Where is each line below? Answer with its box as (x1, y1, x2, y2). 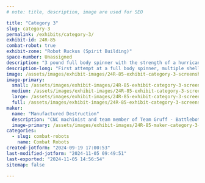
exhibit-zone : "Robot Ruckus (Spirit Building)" (6, 48, 132, 55)
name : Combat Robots (17, 139, 70, 145)
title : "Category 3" (6, 20, 59, 26)
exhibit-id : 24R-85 (6, 37, 56, 43)
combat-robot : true (6, 43, 56, 49)
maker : (6, 105, 23, 111)
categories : (6, 127, 37, 134)
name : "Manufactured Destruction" (12, 110, 99, 117)
